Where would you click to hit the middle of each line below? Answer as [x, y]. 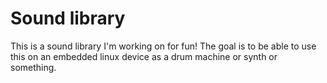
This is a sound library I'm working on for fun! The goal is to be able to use [163, 46]
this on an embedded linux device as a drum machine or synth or [144, 56]
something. [33, 67]
